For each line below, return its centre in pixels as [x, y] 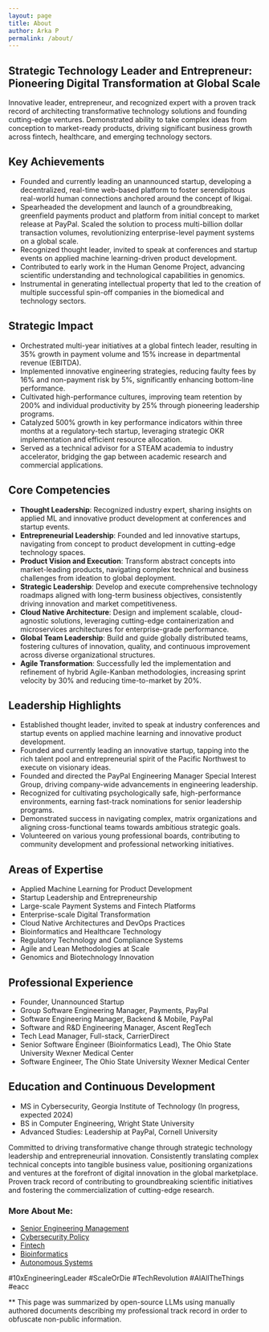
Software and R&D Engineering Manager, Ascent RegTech [115, 1027]
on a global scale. [49, 241]
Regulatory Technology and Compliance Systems [101, 940]
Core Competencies [59, 490]
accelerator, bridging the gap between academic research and [123, 456]
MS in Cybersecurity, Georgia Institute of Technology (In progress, [130, 1106]
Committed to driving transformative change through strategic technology [130, 1147]
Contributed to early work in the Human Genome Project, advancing [132, 267]
